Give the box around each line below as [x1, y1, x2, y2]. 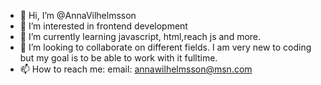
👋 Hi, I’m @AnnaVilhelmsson [19, 10, 137, 21]
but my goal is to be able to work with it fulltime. [19, 52, 218, 64]
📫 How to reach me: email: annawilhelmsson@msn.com [19, 63, 253, 75]
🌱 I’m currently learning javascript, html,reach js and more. [19, 31, 262, 42]
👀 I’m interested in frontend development [19, 20, 188, 32]
